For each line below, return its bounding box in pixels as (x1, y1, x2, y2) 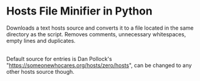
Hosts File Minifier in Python (6, 4, 152, 18)
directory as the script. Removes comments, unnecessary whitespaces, (6, 30, 186, 37)
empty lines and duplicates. (6, 37, 76, 44)
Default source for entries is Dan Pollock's (6, 55, 112, 62)
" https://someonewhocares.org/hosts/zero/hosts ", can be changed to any (6, 62, 192, 69)
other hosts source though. (6, 68, 75, 75)
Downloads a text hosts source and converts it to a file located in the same (6, 24, 194, 31)
